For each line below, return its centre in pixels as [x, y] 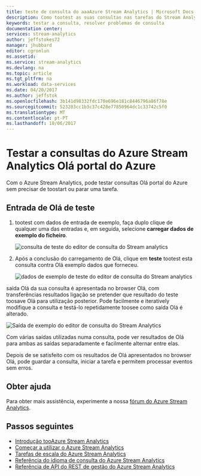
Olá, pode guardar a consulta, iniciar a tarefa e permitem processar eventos [99, 361]
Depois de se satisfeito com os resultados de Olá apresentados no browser [99, 355]
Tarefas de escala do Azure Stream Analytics [70, 454]
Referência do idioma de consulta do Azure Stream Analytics [90, 460]
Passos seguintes [40, 426]
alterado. [17, 314]
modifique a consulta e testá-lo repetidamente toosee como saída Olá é [95, 307]
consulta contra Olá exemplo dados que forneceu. [77, 264]
